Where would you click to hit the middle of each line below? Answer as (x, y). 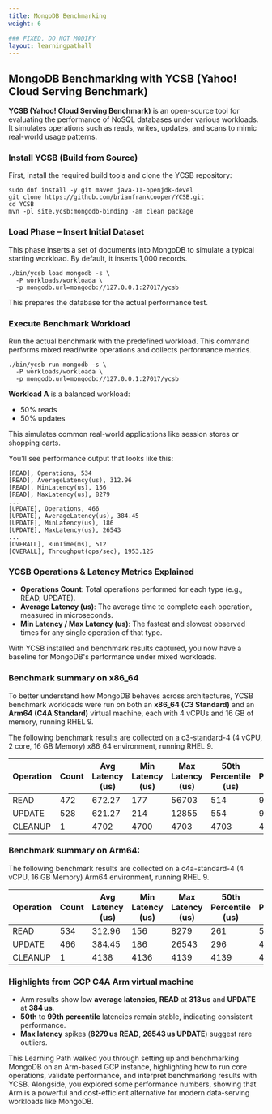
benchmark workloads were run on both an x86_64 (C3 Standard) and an (132, 704)
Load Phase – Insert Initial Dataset (76, 232)
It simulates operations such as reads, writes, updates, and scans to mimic (133, 128)
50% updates (42, 418)
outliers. (34, 1043)
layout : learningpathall (50, 45)
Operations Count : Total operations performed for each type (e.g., (131, 589)
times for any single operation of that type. (91, 633)
